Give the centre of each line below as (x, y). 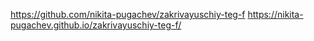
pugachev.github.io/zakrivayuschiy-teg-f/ (96, 25)
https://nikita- (275, 14)
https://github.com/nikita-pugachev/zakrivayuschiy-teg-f (128, 14)
